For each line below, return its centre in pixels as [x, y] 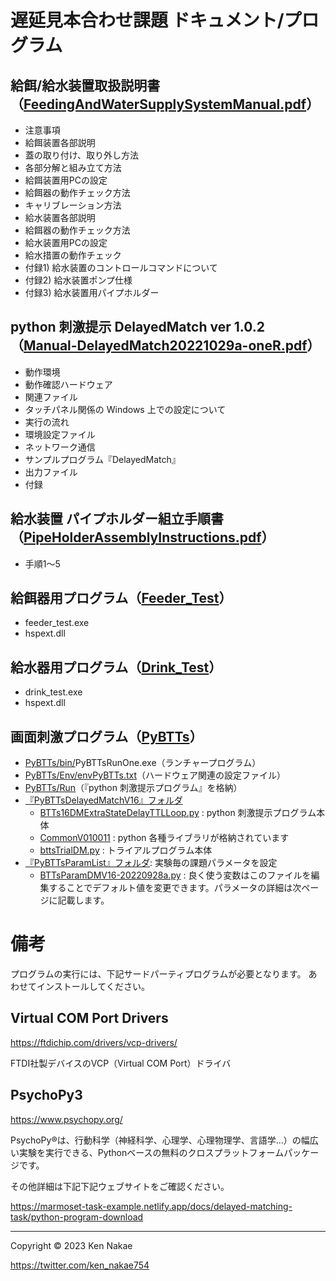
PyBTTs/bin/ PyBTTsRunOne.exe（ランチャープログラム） [143, 763]
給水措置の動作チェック [73, 255]
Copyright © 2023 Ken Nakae [71, 1245]
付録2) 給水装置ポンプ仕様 [78, 280]
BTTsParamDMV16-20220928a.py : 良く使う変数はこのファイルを [175, 875]
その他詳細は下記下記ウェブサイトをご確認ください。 [120, 1186]
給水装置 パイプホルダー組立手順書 [117, 519]
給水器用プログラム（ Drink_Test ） [116, 667]
